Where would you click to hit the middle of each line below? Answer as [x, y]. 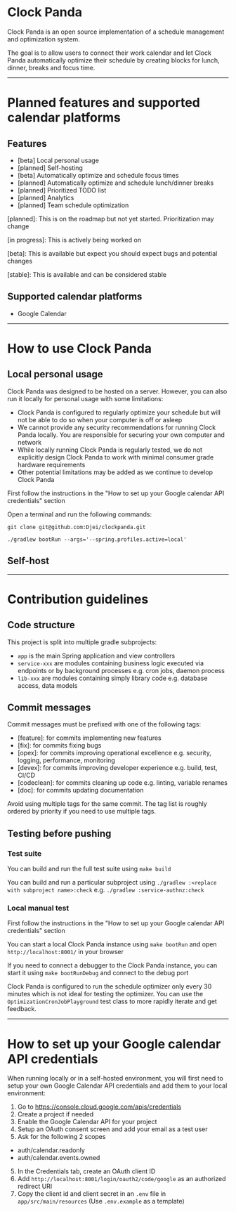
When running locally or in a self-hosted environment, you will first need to [115, 1079]
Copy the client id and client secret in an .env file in [92, 1194]
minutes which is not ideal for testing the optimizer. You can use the [105, 994]
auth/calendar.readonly [51, 1150]
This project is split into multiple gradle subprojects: [82, 642]
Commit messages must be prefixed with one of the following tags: [104, 724]
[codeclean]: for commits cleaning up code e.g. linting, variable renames [123, 783]
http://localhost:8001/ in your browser [66, 952]
